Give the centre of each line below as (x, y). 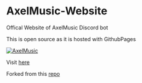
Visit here (18, 62)
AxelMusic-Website (57, 11)
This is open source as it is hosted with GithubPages (71, 39)
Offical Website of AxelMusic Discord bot (57, 27)
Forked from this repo (33, 73)
